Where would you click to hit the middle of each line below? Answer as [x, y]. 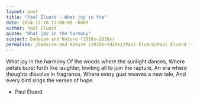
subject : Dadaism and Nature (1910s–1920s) [61, 39]
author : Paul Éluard [32, 28]
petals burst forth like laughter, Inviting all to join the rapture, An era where [97, 67]
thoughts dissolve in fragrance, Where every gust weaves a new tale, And [96, 74]
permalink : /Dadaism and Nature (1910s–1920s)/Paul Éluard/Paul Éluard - [99, 45]
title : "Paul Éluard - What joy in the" [57, 17]
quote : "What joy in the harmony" [49, 34]
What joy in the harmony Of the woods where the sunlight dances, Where [96, 61]
